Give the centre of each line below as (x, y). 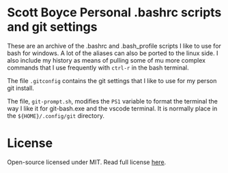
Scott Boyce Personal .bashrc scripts (114, 13)
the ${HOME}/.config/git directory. (56, 115)
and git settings (52, 27)
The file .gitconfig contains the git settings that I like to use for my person (112, 80)
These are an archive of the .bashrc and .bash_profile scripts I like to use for (114, 46)
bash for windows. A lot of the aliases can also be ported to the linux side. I (113, 53)
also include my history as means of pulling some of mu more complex (106, 60)
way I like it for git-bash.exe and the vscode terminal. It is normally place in (112, 108)
